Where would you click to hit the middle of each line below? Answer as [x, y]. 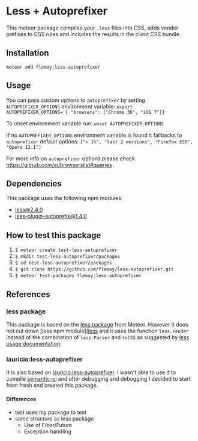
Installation [28, 53]
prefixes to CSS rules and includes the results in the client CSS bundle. [94, 34]
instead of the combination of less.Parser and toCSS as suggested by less [98, 337]
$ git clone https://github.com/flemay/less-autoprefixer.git [94, 269]
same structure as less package [54, 419]
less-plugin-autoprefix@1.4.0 [51, 216]
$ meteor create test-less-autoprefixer [66, 250]
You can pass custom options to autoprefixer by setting [76, 100]
